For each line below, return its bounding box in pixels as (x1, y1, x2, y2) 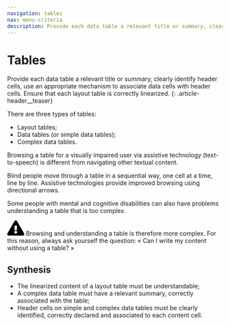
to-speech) (7, 158, 39, 166)
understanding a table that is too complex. (7, 207, 127, 215)
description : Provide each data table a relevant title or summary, (7, 23, 207, 29)
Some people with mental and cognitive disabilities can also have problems (7, 199, 219, 208)
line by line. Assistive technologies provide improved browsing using (7, 179, 201, 187)
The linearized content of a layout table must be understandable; (16, 282, 200, 290)
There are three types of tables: (7, 110, 97, 118)
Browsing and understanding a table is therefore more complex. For (25, 229, 217, 238)
